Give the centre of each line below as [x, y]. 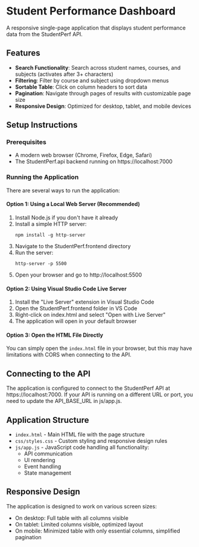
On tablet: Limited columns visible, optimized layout [79, 524]
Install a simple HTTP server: [51, 223]
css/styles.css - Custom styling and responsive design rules [91, 440]
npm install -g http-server [50, 235]
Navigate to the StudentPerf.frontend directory [73, 246]
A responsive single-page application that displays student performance [96, 28]
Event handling [43, 466]
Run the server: [34, 252]
